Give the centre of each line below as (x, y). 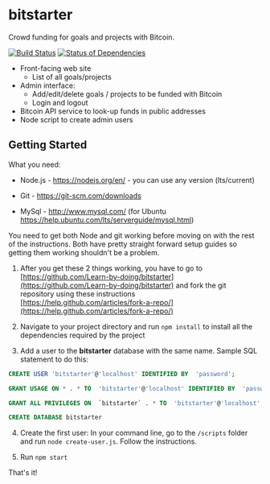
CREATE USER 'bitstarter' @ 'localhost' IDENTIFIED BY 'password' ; (122, 374)
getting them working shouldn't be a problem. (84, 252)
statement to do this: (54, 359)
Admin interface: (47, 85)
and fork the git (201, 285)
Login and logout (60, 102)
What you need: (35, 164)
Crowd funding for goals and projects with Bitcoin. (92, 37)
